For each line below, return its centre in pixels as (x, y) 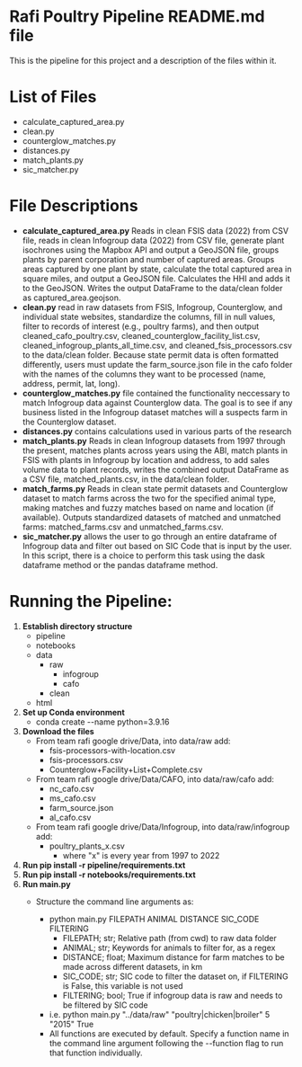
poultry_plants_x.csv (87, 846)
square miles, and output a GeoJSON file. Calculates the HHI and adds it (156, 278)
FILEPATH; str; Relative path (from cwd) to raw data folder (169, 938)
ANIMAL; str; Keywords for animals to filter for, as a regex (169, 947)
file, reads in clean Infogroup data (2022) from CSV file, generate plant (153, 240)
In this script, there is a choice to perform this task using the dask (143, 556)
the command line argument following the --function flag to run (166, 1043)
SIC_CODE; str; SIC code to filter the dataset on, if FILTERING (176, 976)
